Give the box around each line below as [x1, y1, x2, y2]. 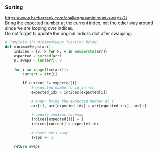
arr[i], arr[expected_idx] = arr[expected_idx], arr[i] [31, 103, 147, 108]
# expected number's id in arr [31, 85, 95, 90]
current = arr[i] [22, 72, 57, 76]
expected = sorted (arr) [14, 53, 62, 58]
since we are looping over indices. [5, 25, 74, 31]
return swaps [14, 144, 40, 149]
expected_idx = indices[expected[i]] [31, 90, 108, 95]
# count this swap [31, 131, 69, 135]
